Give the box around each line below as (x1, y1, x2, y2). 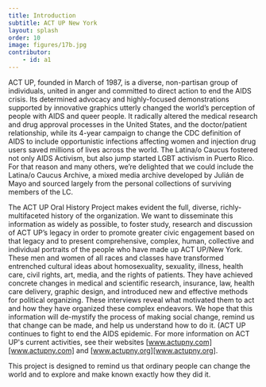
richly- (220, 202, 242, 212)
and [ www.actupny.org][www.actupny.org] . (75, 346, 218, 355)
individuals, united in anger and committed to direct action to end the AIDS (8, 86, 252, 95)
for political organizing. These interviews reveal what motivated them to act (8, 295, 255, 305)
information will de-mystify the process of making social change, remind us (8, 312, 256, 321)
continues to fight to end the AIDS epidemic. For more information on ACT (8, 328, 250, 338)
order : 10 (8, 33, 41, 42)
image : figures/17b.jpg (8, 41, 87, 49)
